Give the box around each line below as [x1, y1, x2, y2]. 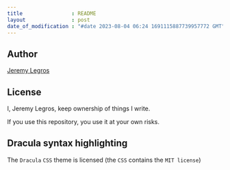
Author [7, 48, 38, 60]
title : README [7, 10, 97, 17]
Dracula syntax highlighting [7, 138, 128, 149]
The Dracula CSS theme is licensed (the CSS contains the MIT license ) [7, 156, 201, 164]
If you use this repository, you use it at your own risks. [7, 118, 159, 125]
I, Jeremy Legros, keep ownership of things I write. [7, 104, 151, 112]
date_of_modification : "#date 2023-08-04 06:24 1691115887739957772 [7, 23, 210, 29]
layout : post [7, 16, 90, 23]
